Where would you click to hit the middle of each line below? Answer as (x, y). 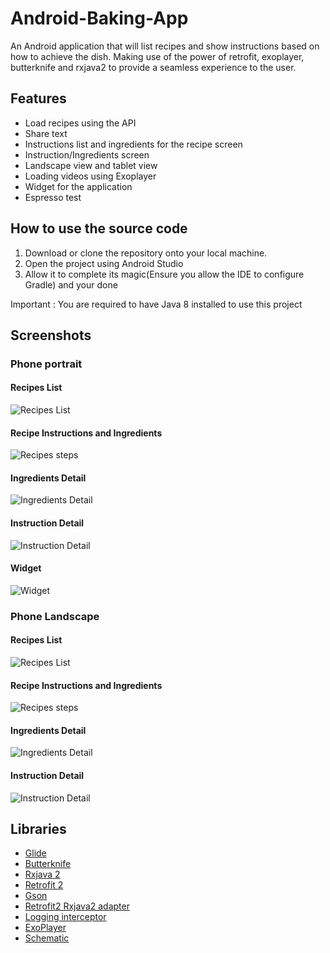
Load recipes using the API (80, 123)
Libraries (38, 829)
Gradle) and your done (71, 284)
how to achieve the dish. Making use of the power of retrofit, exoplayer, (157, 56)
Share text (46, 133)
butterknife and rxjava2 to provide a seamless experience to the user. (153, 67)
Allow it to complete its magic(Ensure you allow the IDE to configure (164, 274)
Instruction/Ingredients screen (87, 154)
